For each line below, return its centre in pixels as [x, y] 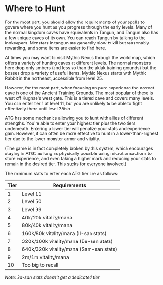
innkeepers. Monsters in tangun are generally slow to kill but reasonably [77, 43]
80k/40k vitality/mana [47, 225]
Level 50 [32, 201]
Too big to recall [40, 265]
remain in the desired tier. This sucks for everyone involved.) [66, 164]
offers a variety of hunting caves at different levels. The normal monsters [78, 63]
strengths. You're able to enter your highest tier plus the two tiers [70, 123]
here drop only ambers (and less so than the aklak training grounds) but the [81, 68]
